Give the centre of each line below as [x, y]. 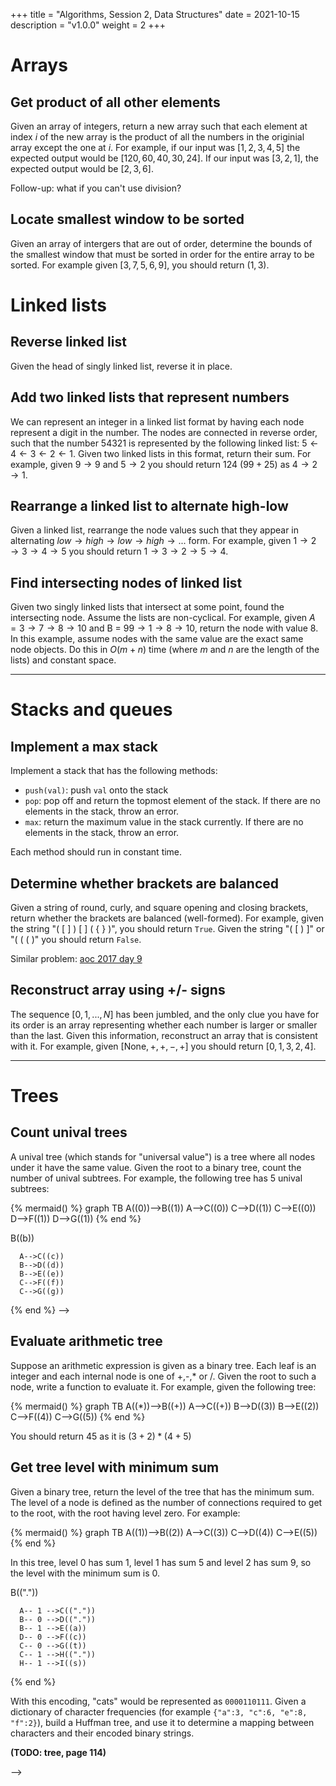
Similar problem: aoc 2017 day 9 [76, 959]
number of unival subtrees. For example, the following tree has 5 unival [156, 1178]
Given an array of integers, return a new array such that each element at [159, 126]
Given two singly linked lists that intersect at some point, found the [147, 607]
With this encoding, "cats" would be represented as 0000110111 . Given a [158, 1701]
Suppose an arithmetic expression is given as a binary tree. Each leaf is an [163, 1365]
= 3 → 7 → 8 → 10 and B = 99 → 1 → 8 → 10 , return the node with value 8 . [164, 628]
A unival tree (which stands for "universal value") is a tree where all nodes [163, 1156]
